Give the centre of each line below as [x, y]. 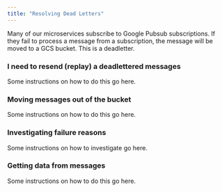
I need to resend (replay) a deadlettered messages [94, 66]
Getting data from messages [56, 166]
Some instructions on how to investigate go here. [78, 147]
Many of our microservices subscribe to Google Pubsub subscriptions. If [111, 33]
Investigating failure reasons [57, 133]
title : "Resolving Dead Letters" [56, 14]
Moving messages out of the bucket [69, 99]
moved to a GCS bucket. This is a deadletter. [71, 48]
